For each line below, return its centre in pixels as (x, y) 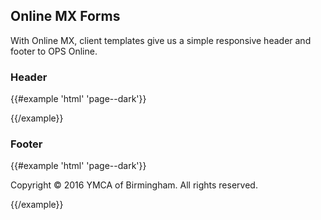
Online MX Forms (65, 16)
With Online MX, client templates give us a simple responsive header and (161, 40)
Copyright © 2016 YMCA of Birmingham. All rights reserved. (134, 185)
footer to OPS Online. (54, 51)
